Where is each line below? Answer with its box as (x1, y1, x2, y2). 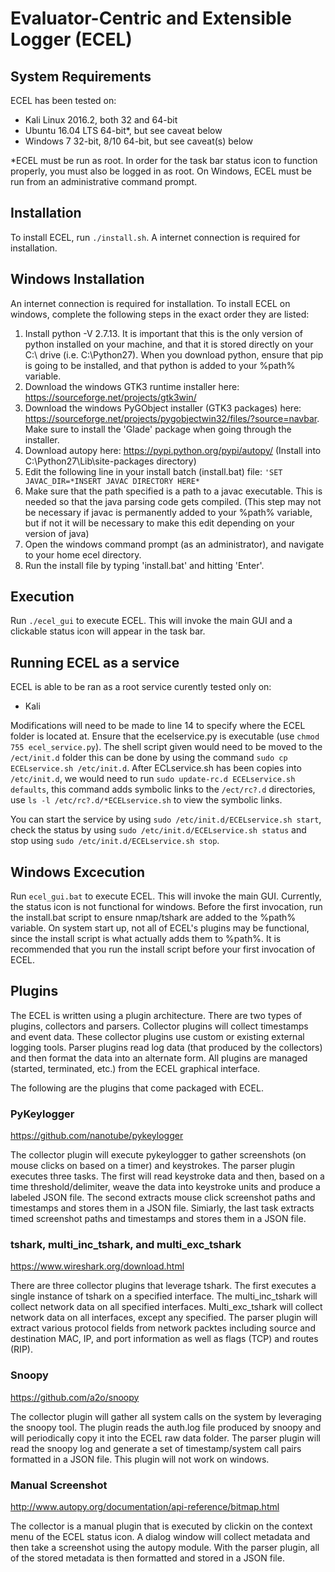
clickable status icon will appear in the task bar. (10, 625, 206, 637)
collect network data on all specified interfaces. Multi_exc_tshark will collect (10, 1301, 323, 1313)
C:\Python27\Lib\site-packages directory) (24, 455, 197, 467)
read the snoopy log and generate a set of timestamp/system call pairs (10, 1442, 302, 1454)
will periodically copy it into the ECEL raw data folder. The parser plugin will (10, 1432, 321, 1444)
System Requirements (10, 68, 152, 85)
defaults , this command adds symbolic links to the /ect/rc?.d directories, (10, 783, 316, 796)
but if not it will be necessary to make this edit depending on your (24, 517, 295, 529)
